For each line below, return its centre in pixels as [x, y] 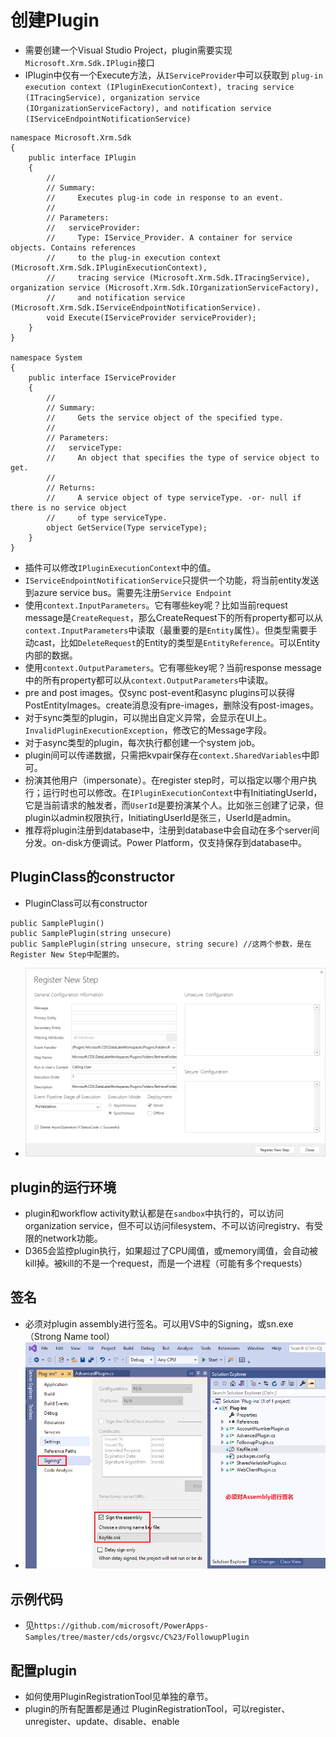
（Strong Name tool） [69, 1336]
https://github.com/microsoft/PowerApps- [121, 1626]
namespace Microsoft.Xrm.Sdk [71, 137]
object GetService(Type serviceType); [127, 527]
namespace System [46, 357]
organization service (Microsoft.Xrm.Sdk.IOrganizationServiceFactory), [165, 287]
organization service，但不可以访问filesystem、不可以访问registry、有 [169, 1226]
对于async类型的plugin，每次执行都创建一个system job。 [142, 742]
